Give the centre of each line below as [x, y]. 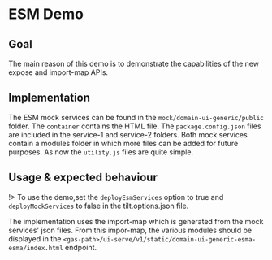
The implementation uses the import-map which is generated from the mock [136, 221]
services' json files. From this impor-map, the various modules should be [130, 230]
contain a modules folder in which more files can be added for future [123, 143]
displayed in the [35, 238]
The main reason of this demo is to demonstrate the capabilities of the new [134, 63]
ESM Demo [46, 14]
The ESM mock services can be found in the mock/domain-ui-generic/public [136, 117]
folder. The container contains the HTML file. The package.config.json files [135, 126]
